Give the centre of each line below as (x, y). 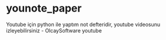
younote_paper (44, 8)
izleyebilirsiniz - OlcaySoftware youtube (54, 30)
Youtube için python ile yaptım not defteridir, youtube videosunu (83, 24)
